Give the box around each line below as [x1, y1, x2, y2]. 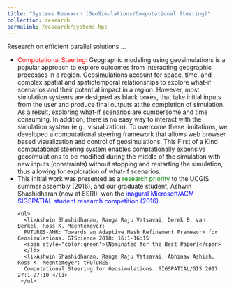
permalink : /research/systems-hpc [7, 23, 108, 30]
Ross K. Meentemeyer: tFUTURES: [17, 259, 112, 266]
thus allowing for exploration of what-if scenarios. [17, 167, 161, 175]
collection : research [7, 17, 71, 24]
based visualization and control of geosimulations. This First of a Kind [17, 138, 219, 146]
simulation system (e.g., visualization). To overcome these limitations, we [17, 123, 228, 131]
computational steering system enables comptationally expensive [17, 145, 206, 154]
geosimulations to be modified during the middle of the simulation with [17, 152, 221, 161]
